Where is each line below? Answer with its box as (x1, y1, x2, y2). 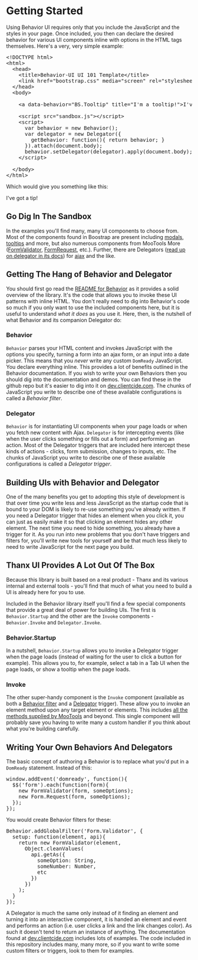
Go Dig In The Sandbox (6, 211, 92, 222)
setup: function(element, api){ (12, 834, 106, 840)
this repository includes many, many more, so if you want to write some (6, 941, 180, 948)
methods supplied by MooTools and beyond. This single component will (6, 713, 180, 720)
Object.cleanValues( (24, 846, 84, 852)
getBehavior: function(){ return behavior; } (31, 136, 165, 143)
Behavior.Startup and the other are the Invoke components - (6, 612, 154, 620)
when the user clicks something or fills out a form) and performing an (6, 435, 175, 443)
